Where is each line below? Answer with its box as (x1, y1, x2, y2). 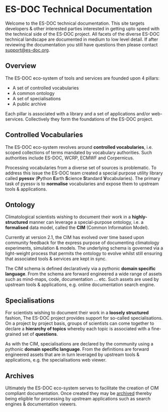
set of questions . (22, 331, 58, 337)
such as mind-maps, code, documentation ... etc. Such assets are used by (5, 276, 159, 282)
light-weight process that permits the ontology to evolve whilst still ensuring (5, 251, 162, 257)
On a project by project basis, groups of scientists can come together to (5, 320, 154, 326)
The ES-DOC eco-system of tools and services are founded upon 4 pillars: (5, 75, 160, 81)
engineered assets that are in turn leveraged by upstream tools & (5, 351, 140, 358)
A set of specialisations (12, 95, 61, 101)
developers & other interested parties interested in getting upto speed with (5, 25, 160, 31)
